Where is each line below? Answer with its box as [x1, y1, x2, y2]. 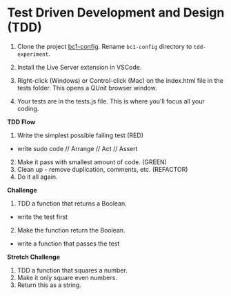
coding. [17, 104, 39, 112]
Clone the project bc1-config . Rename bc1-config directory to [17, 42, 192, 50]
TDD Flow [7, 117, 36, 126]
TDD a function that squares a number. [17, 266, 128, 274]
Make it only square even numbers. [17, 273, 117, 282]
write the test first [17, 213, 68, 221]
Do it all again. [17, 172, 58, 181]
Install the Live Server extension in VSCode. [17, 63, 142, 71]
